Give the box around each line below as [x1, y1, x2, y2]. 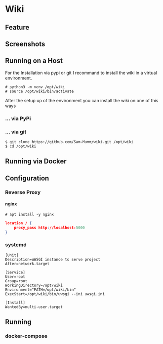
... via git [5, 128, 27, 135]
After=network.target [5, 261, 50, 266]
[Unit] [5, 253, 19, 258]
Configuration [5, 174, 49, 182]
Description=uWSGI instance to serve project [5, 257, 100, 262]
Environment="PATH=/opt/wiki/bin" [5, 287, 77, 292]
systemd [5, 241, 27, 248]
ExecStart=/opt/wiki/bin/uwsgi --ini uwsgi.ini [5, 291, 105, 297]
